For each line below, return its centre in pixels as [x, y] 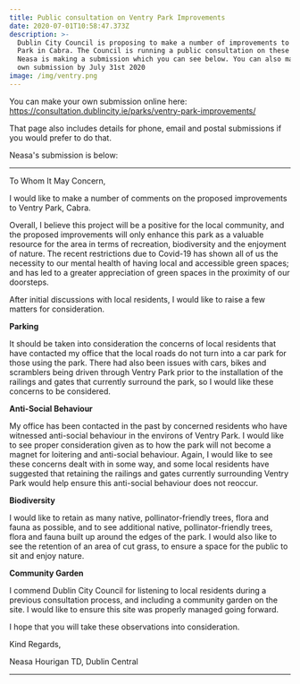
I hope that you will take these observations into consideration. [125, 627]
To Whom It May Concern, [58, 181]
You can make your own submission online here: [98, 101]
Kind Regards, [35, 644]
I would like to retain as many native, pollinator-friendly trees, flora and [139, 517]
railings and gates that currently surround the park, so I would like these [142, 381]
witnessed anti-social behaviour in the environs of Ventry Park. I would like [146, 435]
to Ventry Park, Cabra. [50, 208]
